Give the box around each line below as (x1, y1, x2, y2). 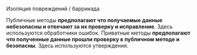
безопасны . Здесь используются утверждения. (6, 42, 129, 49)
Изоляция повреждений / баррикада (6, 5, 100, 12)
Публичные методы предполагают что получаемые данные (6, 17, 163, 23)
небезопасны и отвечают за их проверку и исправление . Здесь (6, 23, 173, 30)
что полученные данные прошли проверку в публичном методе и (6, 36, 180, 42)
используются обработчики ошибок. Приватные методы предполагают (6, 29, 191, 36)
